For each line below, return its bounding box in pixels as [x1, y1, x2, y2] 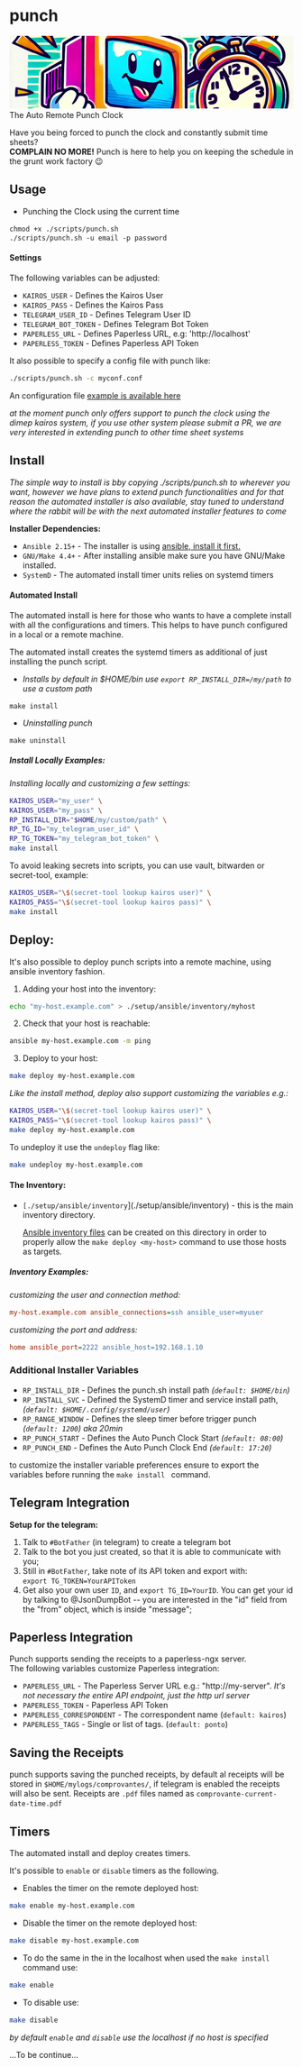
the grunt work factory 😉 [9, 155, 104, 167]
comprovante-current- [196, 1790, 278, 1799]
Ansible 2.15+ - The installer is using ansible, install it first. [22, 540, 241, 551]
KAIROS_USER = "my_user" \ [9, 796, 103, 805]
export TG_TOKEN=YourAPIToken [22, 1577, 137, 1586]
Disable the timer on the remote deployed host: [22, 1917, 197, 1928]
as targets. [22, 1246, 63, 1257]
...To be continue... [9, 2049, 79, 2060]
